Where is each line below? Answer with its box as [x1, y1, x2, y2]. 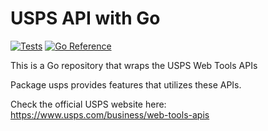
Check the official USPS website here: [10, 98, 167, 110]
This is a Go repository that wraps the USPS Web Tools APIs [10, 59, 258, 71]
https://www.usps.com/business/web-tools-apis [10, 108, 210, 121]
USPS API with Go [10, 7, 161, 30]
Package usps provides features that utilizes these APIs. [10, 78, 242, 91]
